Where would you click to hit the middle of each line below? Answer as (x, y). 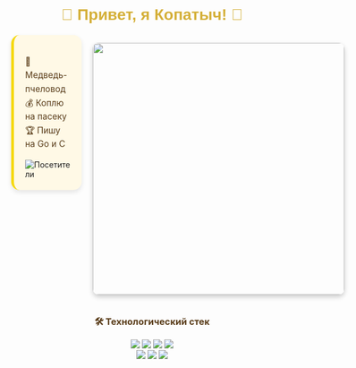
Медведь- (47, 75)
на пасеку (46, 117)
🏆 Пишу (43, 130)
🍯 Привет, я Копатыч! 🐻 (152, 15)
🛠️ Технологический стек (152, 321)
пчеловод (46, 89)
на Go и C (46, 144)
